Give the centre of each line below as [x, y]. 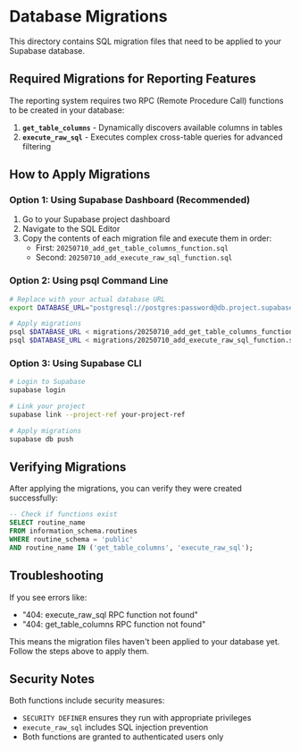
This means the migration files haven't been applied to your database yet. [145, 641]
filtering [37, 146]
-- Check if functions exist [63, 515]
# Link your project [48, 406]
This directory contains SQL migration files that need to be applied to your [145, 41]
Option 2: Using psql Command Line [89, 281]
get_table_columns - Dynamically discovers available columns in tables [152, 127]
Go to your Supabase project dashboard [96, 219]
